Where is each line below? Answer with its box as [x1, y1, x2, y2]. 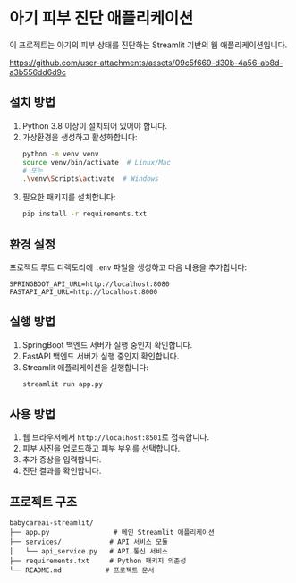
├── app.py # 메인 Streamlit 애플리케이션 [9, 528, 215, 537]
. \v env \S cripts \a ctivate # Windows [21, 174, 159, 183]
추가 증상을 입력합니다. [21, 454, 102, 465]
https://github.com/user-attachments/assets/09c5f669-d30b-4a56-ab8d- [9, 57, 283, 68]
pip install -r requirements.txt [21, 209, 148, 219]
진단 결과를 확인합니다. [21, 466, 102, 477]
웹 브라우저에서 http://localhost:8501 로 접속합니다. [21, 432, 210, 443]
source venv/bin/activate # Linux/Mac [21, 157, 172, 166]
